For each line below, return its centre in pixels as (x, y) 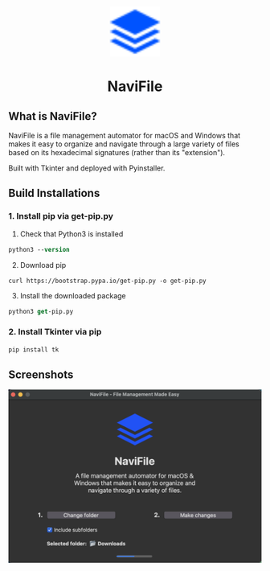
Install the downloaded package (73, 295)
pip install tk (34, 349)
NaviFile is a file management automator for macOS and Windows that (125, 136)
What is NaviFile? (53, 116)
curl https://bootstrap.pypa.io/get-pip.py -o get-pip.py (107, 281)
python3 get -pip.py (41, 311)
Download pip (43, 265)
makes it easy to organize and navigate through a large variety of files (124, 144)
